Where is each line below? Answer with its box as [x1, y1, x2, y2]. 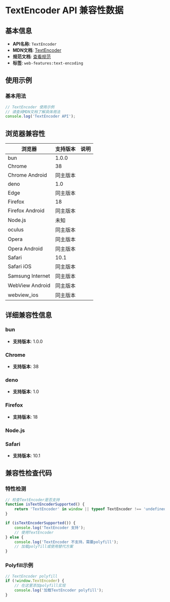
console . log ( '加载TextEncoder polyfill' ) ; [14, 588, 104, 593]
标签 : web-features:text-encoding [12, 60, 83, 66]
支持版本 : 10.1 [12, 452, 40, 458]
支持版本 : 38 [12, 363, 39, 370]
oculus [8, 226, 24, 233]
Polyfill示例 [5, 562, 33, 569]
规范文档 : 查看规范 [12, 54, 51, 59]
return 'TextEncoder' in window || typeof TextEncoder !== [14, 507, 142, 512]
